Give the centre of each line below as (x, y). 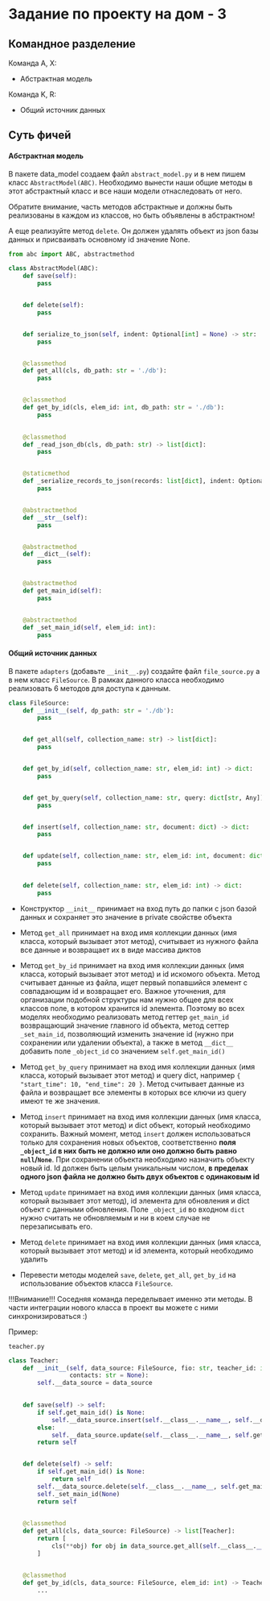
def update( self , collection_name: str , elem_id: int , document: (135, 856)
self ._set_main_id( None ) (79, 1494)
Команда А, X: (33, 63)
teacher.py (27, 1346)
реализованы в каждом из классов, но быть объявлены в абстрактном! (132, 215)
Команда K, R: (32, 94)
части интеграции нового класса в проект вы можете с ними (113, 1308)
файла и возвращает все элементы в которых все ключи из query (133, 1092)
